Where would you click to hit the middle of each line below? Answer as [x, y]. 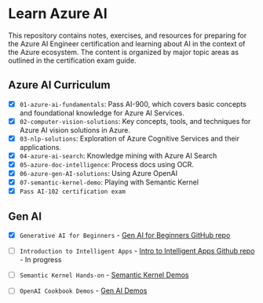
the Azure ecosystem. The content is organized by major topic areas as [124, 52]
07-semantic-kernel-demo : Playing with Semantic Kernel [109, 182]
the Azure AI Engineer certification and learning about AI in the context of [127, 43]
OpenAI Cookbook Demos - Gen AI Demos [83, 290]
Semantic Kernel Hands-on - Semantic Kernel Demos [104, 275]
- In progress [40, 260]
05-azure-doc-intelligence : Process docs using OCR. [107, 164]
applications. [40, 147]
